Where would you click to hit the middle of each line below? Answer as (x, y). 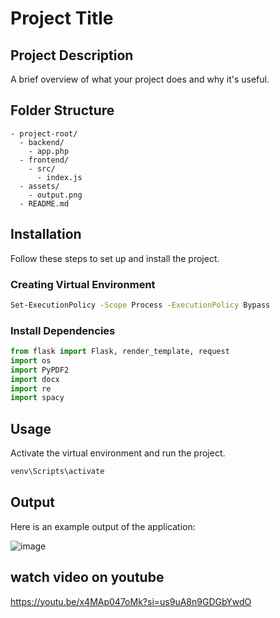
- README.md (44, 203)
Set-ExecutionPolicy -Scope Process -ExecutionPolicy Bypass (140, 305)
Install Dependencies (63, 330)
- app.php (49, 151)
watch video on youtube (87, 577)
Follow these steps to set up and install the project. (115, 258)
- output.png (55, 195)
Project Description (72, 55)
